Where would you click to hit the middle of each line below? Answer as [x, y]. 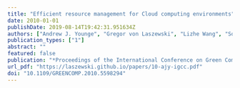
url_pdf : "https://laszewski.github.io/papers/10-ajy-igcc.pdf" [105, 67]
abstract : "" [27, 47]
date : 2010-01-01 [33, 21]
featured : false [31, 54]
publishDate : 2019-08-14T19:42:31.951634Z [71, 27]
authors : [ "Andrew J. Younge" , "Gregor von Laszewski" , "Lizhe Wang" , [115, 34]
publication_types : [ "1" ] [46, 40]
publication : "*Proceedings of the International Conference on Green [115, 60]
